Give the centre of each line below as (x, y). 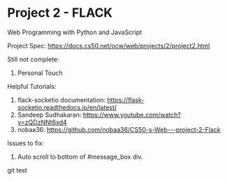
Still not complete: (33, 59)
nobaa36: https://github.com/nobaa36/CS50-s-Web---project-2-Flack (119, 129)
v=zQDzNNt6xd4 (42, 122)
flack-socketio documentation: (62, 100)
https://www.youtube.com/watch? (132, 115)
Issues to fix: (26, 143)
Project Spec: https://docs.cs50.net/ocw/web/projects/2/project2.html (109, 45)
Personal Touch (40, 73)
